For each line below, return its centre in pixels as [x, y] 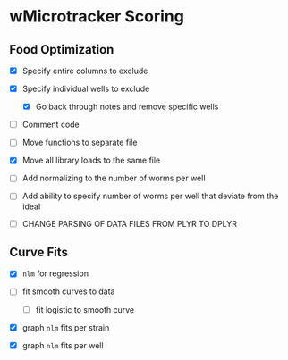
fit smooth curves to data [68, 291]
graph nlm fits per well [63, 345]
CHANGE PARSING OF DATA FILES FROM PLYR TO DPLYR [130, 223]
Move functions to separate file [80, 142]
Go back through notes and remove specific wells [127, 107]
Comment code [51, 125]
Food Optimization [62, 50]
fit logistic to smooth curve [85, 309]
